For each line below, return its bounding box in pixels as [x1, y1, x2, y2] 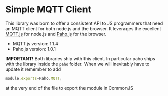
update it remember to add [5, 66, 61, 72]
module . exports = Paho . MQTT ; [5, 76, 62, 81]
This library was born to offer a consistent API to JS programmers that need [5, 20, 163, 26]
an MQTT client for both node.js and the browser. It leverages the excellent [5, 25, 161, 31]
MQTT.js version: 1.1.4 [12, 40, 58, 46]
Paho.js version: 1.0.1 [12, 46, 56, 52]
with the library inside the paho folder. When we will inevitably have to [5, 61, 150, 67]
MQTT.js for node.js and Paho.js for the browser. [5, 31, 107, 37]
